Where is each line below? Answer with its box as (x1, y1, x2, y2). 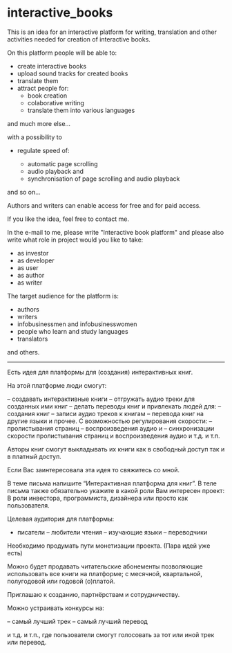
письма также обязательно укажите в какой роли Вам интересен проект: (7, 486, 225, 494)
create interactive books (17, 62, 87, 70)
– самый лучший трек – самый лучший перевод (7, 617, 148, 625)
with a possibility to (7, 133, 62, 141)
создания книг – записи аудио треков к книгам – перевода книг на (7, 409, 204, 418)
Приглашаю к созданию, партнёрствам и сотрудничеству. (7, 590, 180, 598)
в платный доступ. (7, 452, 62, 460)
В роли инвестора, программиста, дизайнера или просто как (7, 494, 188, 502)
